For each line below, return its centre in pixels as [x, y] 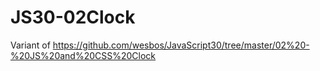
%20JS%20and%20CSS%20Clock [83, 55]
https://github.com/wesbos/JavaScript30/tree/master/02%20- [181, 45]
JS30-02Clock [73, 17]
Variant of [30, 45]
